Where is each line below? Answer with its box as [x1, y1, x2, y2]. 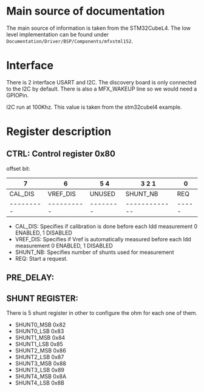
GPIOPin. [6, 91, 29, 98]
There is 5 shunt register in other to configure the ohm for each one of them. [6, 309, 198, 317]
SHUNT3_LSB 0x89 [15, 366, 65, 374]
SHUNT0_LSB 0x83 [15, 328, 64, 335]
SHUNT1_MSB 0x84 [15, 334, 66, 342]
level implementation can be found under [6, 30, 109, 38]
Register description [6, 125, 112, 139]
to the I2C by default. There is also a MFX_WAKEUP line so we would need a [6, 85, 197, 92]
